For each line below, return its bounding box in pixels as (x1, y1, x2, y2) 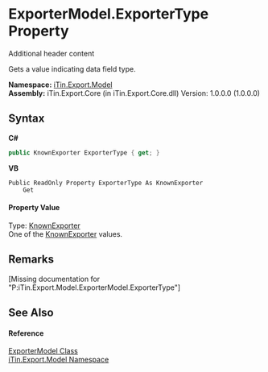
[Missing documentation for (8, 274, 101, 283)
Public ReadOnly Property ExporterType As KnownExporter (8, 179, 204, 187)
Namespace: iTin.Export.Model (8, 80, 113, 89)
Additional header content (8, 48, 95, 58)
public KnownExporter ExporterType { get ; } (8, 148, 160, 157)
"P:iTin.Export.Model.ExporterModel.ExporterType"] (8, 283, 181, 292)
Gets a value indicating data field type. (8, 64, 136, 73)
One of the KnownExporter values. (8, 229, 123, 238)
